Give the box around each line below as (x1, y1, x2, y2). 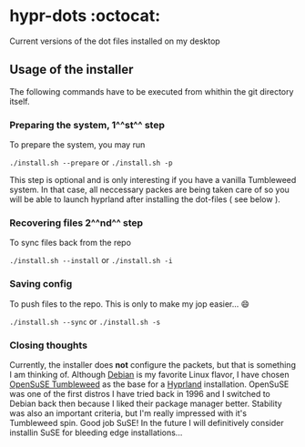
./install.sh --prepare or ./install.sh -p (9, 157, 173, 168)
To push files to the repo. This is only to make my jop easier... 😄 (9, 298, 250, 310)
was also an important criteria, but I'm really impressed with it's (9, 407, 248, 419)
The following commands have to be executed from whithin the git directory (9, 86, 294, 97)
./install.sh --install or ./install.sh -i (9, 255, 173, 266)
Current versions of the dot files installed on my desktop (9, 36, 220, 46)
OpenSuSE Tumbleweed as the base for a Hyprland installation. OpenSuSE (9, 379, 290, 390)
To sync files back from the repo (9, 238, 132, 249)
